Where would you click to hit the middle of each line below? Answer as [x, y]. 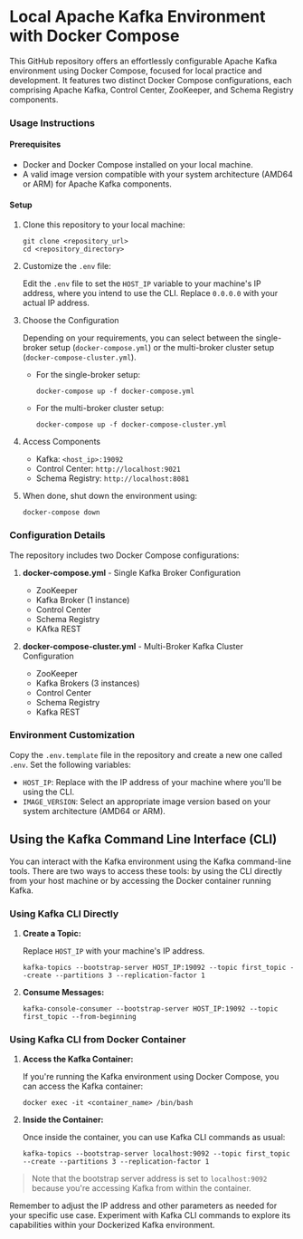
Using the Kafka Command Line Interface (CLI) [143, 840]
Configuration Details [57, 535]
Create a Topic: [52, 933]
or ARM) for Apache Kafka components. [97, 184]
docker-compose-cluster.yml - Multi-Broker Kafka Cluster [133, 646]
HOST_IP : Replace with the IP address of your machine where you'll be [152, 782]
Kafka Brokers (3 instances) [88, 683]
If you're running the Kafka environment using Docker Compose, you [151, 1077]
